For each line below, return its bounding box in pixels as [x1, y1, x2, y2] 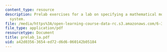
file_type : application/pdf [5, 26, 64, 31]
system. [9, 16, 26, 21]
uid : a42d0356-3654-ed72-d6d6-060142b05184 [5, 40, 97, 45]
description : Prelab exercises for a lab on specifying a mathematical [5, 12, 157, 17]
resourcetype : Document [5, 30, 55, 35]
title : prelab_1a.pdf [5, 35, 50, 40]
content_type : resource [5, 7, 55, 12]
